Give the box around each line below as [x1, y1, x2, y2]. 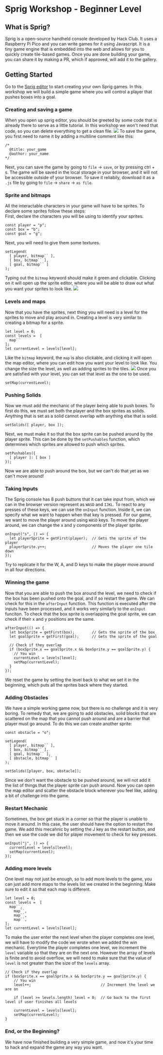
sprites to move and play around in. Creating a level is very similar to [5, 314, 142, 320]
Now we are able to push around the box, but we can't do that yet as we [5, 468, 149, 474]
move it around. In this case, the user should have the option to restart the [5, 821, 153, 827]
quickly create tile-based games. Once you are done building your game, [5, 51, 151, 57]
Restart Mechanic [5, 805, 48, 812]
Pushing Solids [5, 391, 41, 398]
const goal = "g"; [5, 231, 42, 236]
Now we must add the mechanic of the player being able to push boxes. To [5, 403, 155, 408]
